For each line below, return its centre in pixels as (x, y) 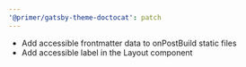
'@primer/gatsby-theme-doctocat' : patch (85, 17)
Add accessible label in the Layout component (107, 52)
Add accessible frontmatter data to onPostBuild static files (129, 43)
